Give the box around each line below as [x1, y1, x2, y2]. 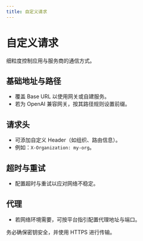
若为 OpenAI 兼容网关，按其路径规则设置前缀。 [14, 101, 130, 108]
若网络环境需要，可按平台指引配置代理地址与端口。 [14, 215, 141, 223]
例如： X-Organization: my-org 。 [14, 144, 95, 151]
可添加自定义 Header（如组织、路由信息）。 [14, 136, 121, 143]
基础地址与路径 [6, 76, 61, 86]
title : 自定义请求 [6, 8, 48, 15]
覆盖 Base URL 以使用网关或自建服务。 [14, 93, 110, 100]
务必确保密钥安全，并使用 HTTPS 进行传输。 [6, 229, 116, 236]
